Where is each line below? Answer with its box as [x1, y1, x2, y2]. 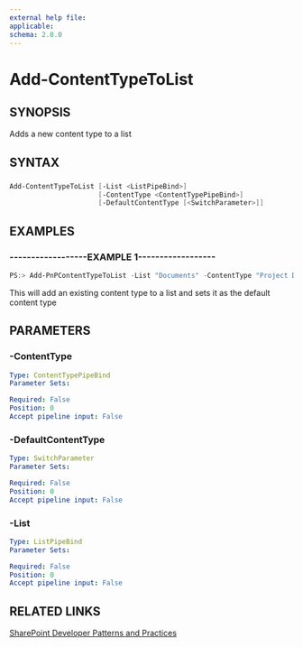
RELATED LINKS [9, 604, 101, 619]
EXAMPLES [9, 223, 75, 239]
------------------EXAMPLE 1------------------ [9, 250, 216, 263]
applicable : [9, 22, 54, 31]
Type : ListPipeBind [9, 537, 83, 546]
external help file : [9, 13, 87, 23]
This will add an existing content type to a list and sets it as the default [9, 287, 271, 298]
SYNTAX [9, 154, 60, 170]
